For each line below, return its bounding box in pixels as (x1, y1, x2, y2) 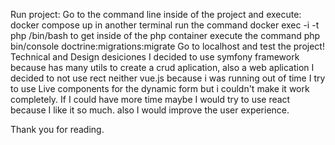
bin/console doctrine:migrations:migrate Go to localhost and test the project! (10, 40, 325, 52)
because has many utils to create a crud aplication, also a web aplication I (10, 62, 315, 73)
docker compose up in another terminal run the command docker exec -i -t (10, 19, 320, 31)
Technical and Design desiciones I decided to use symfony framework (10, 51, 300, 63)
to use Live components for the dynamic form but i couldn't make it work (10, 83, 310, 94)
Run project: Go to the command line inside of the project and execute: (10, 9, 302, 20)
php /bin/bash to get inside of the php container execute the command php (10, 30, 321, 41)
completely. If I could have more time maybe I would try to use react (10, 94, 291, 105)
